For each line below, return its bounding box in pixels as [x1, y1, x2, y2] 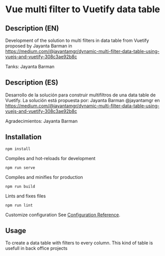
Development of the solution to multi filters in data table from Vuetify [5, 37, 149, 43]
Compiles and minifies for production [5, 174, 83, 180]
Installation [5, 133, 42, 141]
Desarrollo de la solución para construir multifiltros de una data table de [5, 92, 156, 98]
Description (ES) [5, 78, 59, 87]
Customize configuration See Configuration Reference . [5, 212, 121, 218]
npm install [5, 146, 31, 151]
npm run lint [5, 202, 33, 208]
